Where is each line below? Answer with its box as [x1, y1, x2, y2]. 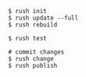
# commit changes [8, 48, 65, 56]
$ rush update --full [8, 14, 79, 22]
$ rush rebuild [8, 21, 58, 29]
